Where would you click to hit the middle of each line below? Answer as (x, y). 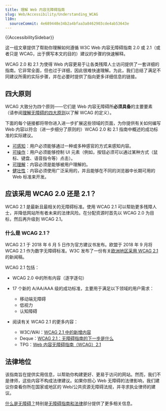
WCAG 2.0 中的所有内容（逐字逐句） (50, 278)
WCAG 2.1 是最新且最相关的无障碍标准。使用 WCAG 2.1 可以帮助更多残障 (79, 206)
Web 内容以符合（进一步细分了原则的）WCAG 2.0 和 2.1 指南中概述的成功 (80, 129)
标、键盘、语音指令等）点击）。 (44, 158)
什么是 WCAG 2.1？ (28, 233)
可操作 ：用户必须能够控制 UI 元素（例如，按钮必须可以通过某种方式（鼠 (85, 152)
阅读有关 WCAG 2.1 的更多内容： (45, 322)
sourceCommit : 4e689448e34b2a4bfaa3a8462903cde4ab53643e (69, 23)
